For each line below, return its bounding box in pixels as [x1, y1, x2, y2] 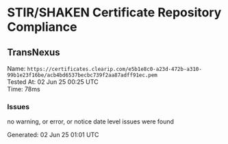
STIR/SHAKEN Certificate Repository [7, 5, 222, 20]
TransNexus [7, 46, 60, 58]
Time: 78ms [7, 85, 40, 93]
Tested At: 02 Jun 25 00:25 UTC [7, 78, 99, 86]
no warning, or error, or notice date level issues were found [7, 117, 175, 126]
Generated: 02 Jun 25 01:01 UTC [7, 131, 99, 139]
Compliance [7, 19, 77, 35]
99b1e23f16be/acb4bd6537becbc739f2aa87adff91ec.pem [7, 72, 157, 78]
